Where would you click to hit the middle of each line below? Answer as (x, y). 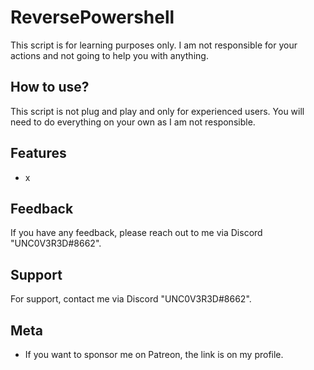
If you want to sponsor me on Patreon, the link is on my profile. (154, 354)
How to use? (50, 87)
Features (38, 153)
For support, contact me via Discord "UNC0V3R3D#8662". (131, 299)
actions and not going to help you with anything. (109, 55)
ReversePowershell (92, 17)
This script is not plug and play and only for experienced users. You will (157, 111)
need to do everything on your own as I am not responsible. (133, 122)
